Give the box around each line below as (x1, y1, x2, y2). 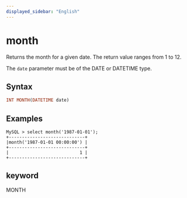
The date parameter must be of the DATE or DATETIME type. (6, 65, 152, 72)
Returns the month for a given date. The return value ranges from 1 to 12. (6, 53, 182, 61)
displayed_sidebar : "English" (6, 8, 80, 15)
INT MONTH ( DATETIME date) (6, 98, 69, 103)
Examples (6, 113, 43, 123)
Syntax (6, 82, 33, 92)
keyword (6, 171, 39, 181)
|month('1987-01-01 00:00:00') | (6, 139, 88, 146)
